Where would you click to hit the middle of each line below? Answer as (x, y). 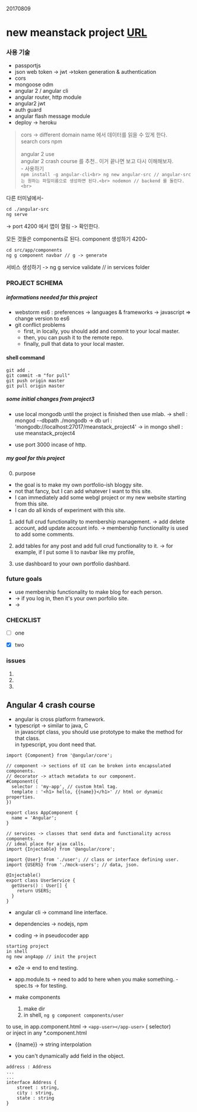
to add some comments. (44, 534)
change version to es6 (42, 318)
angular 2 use (37, 154)
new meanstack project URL (77, 33)
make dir (34, 1009)
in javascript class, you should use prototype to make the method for (99, 732)
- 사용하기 (32, 168)
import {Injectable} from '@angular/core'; (61, 849)
